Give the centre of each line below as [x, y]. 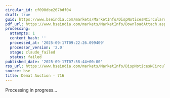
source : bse [18, 71]
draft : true [18, 15]
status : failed [26, 57]
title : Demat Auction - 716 [35, 76]
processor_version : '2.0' [37, 47]
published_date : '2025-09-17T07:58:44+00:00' [54, 62]
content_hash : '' [28, 38]
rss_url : [14, 66]
